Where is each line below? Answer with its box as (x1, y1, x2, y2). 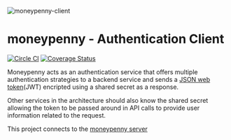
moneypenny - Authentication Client (7, 31, 225, 47)
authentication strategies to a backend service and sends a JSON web (7, 75, 211, 83)
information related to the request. (7, 111, 106, 119)
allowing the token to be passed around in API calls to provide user (7, 104, 200, 112)
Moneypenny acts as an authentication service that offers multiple (7, 67, 198, 76)
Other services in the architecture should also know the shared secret (7, 96, 209, 104)
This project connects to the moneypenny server (7, 125, 148, 133)
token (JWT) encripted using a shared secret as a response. (7, 83, 179, 91)
